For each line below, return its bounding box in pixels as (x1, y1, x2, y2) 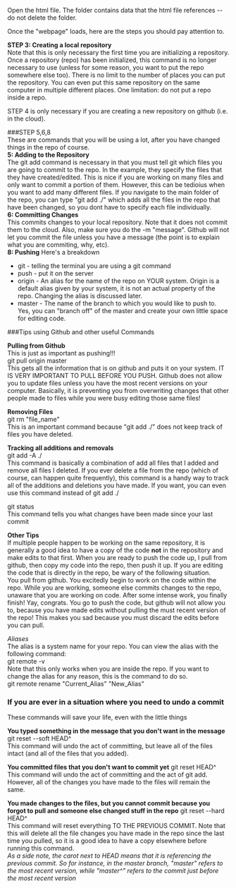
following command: (7, 650, 67, 658)
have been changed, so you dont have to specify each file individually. (7, 203, 212, 211)
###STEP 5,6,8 (7, 128, 51, 136)
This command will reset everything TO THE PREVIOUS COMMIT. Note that (7, 822, 225, 830)
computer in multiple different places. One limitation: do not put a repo (7, 86, 211, 94)
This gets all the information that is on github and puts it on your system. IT (7, 364, 225, 372)
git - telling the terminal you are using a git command (17, 262, 171, 270)
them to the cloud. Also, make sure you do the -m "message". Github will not (7, 226, 230, 233)
